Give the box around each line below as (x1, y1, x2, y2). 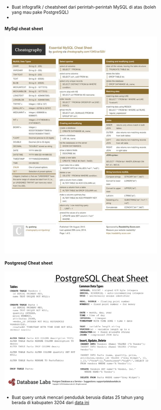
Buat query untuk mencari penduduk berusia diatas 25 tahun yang (11, 394, 144, 400)
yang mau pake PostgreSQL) (11, 9, 69, 15)
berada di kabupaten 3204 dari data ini (11, 399, 89, 405)
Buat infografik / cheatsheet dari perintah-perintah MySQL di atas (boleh (11, 4, 157, 10)
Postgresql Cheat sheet (4, 260, 53, 266)
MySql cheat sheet (4, 25, 44, 31)
